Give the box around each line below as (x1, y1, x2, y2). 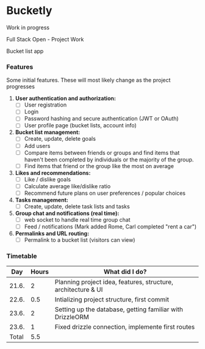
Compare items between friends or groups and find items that (24, 149, 180, 156)
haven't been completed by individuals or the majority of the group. (24, 156, 194, 163)
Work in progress (6, 24, 50, 31)
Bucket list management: (15, 129, 81, 136)
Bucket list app (6, 47, 44, 55)
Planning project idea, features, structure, (54, 278, 174, 286)
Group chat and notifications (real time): (15, 210, 120, 217)
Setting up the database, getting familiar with (54, 305, 183, 314)
